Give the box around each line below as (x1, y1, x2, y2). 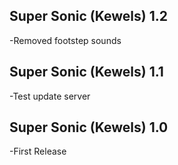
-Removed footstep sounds (9, 34, 122, 46)
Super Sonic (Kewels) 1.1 (9, 64, 164, 81)
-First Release (9, 145, 67, 158)
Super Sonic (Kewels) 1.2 (9, 8, 168, 25)
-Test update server (9, 90, 91, 102)
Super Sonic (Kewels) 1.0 (9, 119, 169, 136)
